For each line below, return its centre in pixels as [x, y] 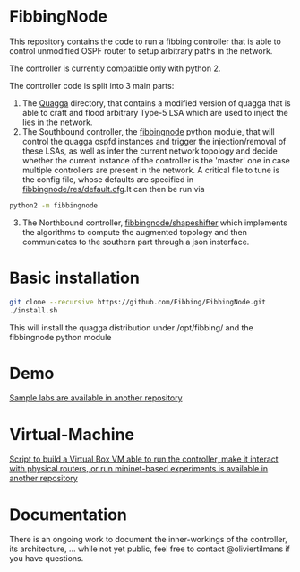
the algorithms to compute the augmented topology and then [135, 232]
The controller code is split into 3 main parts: [92, 85]
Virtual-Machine [72, 434]
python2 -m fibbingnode [54, 205]
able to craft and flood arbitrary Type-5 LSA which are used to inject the [155, 112]
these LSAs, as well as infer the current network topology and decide [150, 151]
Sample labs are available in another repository [96, 398]
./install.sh [34, 310]
